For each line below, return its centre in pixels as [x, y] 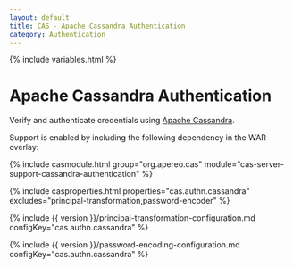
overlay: [24, 147]
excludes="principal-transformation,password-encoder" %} [120, 201]
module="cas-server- [244, 164]
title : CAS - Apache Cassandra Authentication [97, 26]
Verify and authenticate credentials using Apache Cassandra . [122, 121]
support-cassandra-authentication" [75, 174]
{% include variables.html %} [63, 60]
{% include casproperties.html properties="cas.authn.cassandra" [130, 191]
